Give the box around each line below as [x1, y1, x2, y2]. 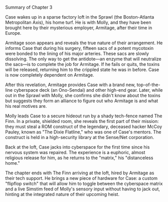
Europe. [5, 30, 22, 36]
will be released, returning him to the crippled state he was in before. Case [5, 66, 159, 73]
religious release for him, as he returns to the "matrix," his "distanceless [5, 155, 153, 161]
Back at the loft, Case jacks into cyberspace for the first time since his [5, 144, 150, 150]
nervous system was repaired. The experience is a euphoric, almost [5, 150, 145, 155]
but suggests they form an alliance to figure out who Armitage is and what [5, 98, 158, 104]
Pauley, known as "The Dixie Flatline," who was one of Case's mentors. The [5, 129, 161, 135]
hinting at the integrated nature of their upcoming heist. [5, 191, 119, 197]
